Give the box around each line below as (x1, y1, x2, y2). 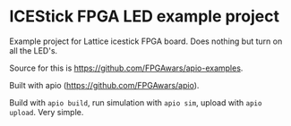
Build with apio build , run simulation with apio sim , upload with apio (9, 97, 262, 108)
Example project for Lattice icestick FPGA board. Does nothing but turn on (9, 36, 283, 46)
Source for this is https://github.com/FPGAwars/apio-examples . (9, 63, 244, 73)
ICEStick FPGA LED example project (9, 6, 280, 27)
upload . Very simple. (9, 106, 84, 117)
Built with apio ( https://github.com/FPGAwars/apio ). (9, 80, 200, 90)
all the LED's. (9, 45, 58, 55)
